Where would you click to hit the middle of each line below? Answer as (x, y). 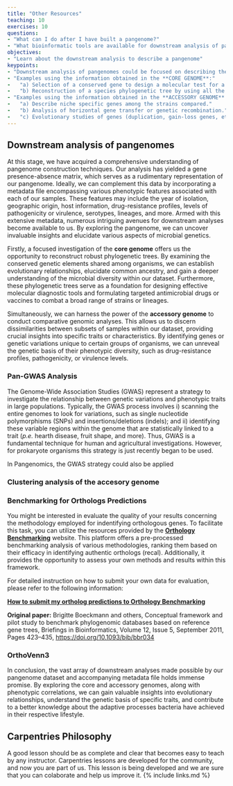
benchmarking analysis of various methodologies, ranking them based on (112, 545)
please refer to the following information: (65, 588)
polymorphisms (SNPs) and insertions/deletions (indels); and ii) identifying (114, 421)
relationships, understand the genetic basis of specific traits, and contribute (115, 700)
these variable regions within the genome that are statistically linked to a (110, 428)
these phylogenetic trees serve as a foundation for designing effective (107, 286)
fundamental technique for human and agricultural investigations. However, (115, 443)
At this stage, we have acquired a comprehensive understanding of (103, 162)
